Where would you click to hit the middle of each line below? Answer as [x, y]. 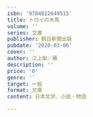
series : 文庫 [25, 33]
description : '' [30, 65]
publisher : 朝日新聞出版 [40, 39]
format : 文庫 [25, 90]
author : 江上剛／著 [32, 58]
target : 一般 [25, 84]
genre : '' [21, 77]
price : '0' [23, 71]
